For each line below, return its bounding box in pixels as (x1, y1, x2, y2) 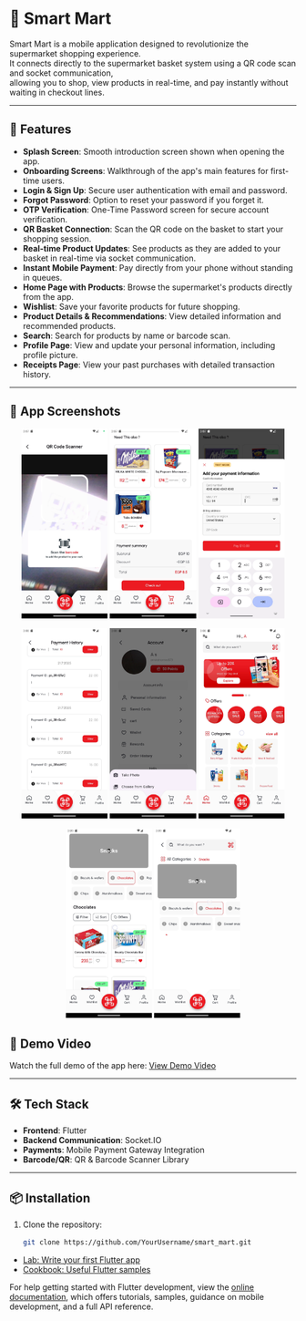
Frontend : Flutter (22, 1125, 87, 1136)
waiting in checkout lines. (9, 87, 105, 98)
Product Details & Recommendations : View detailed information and (22, 310, 281, 322)
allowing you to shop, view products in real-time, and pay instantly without (9, 77, 289, 88)
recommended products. (22, 320, 117, 331)
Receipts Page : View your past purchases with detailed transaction (22, 359, 276, 370)
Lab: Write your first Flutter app (22, 1254, 141, 1265)
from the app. (22, 291, 75, 302)
